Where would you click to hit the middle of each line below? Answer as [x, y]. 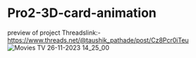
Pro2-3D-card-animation [82, 13]
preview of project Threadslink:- [54, 33]
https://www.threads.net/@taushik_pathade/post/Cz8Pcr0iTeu [98, 40]
